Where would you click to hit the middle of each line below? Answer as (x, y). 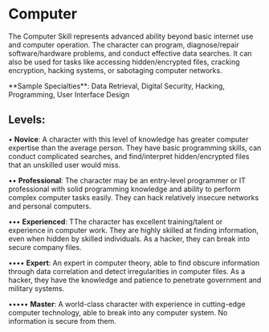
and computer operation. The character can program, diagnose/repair (124, 44)
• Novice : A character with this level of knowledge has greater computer (128, 139)
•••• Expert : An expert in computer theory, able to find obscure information (134, 263)
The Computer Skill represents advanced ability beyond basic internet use (131, 36)
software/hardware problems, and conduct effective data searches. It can (130, 53)
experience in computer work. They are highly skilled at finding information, (134, 230)
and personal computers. (50, 206)
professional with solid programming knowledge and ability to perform (124, 189)
